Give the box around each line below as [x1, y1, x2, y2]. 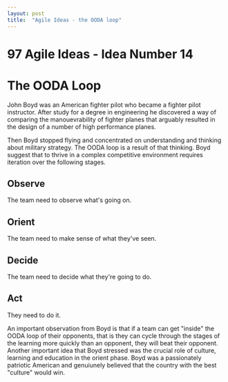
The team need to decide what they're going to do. [7, 273, 152, 281]
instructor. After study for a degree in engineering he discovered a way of [7, 108, 216, 116]
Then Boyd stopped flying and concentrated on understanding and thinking [7, 136, 222, 144]
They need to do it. [7, 311, 61, 319]
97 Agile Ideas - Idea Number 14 [7, 46, 193, 62]
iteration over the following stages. [7, 158, 106, 166]
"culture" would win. [7, 368, 66, 376]
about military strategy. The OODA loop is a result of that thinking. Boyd [7, 143, 211, 152]
